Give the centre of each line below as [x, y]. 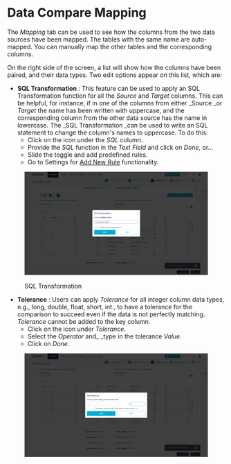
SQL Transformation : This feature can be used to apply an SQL [109, 88]
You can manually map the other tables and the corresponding [123, 46]
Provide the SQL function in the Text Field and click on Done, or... [120, 147]
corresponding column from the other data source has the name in [112, 118]
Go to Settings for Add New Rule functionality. [93, 162]
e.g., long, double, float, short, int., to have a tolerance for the [104, 307]
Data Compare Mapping [77, 13]
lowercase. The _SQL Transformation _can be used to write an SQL [112, 125]
